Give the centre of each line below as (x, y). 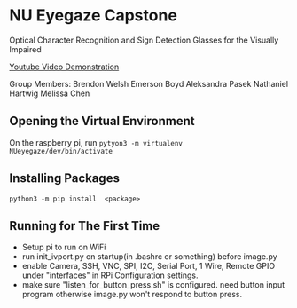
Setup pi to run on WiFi (64, 247)
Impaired (25, 49)
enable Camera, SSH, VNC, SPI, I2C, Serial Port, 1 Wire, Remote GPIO (148, 266)
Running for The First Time (85, 226)
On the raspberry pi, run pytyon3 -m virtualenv (96, 142)
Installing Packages (64, 178)
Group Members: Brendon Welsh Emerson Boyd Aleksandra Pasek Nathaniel (149, 83)
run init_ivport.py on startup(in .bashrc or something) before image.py (149, 257)
